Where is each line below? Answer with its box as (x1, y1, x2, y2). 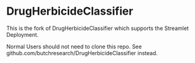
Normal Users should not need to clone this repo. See (6, 43, 142, 50)
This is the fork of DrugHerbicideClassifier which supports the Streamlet (6, 24, 189, 32)
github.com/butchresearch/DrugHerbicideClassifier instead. (6, 49, 158, 56)
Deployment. (6, 31, 39, 38)
